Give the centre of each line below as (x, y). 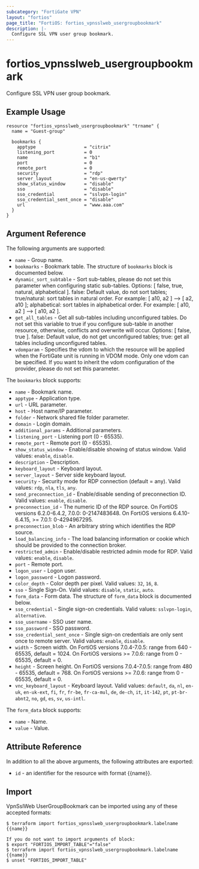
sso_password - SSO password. (53, 628)
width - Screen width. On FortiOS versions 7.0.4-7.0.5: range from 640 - (103, 647)
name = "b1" (59, 157)
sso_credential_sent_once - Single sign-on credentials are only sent (99, 634)
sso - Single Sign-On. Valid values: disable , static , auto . (85, 590)
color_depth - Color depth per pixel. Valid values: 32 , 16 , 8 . (87, 583)
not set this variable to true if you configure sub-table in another (94, 324)
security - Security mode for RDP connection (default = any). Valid (98, 481)
